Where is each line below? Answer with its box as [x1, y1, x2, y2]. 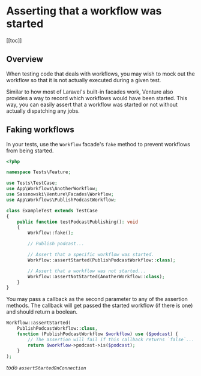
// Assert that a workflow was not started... [28, 268, 146, 274]
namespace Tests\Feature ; [6, 169, 71, 175]
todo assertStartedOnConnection [6, 364, 86, 371]
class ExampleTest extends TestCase [6, 207, 98, 213]
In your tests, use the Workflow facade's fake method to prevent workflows [6, 140, 190, 148]
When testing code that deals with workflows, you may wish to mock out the [6, 70, 195, 77]
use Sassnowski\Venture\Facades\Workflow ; [6, 191, 114, 197]
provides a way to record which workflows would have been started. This [6, 94, 188, 101]
